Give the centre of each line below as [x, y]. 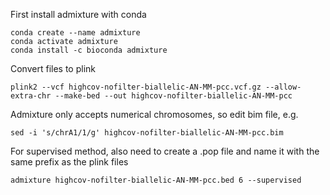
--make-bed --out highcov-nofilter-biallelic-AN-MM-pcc [173, 96]
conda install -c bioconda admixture [89, 50]
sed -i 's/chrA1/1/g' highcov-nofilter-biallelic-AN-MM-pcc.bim [147, 133]
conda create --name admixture [75, 33]
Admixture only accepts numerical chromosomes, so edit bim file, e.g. [154, 114]
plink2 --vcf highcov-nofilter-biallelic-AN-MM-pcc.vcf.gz [136, 87]
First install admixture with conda [78, 14]
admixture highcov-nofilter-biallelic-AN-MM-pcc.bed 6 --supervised [156, 180]
